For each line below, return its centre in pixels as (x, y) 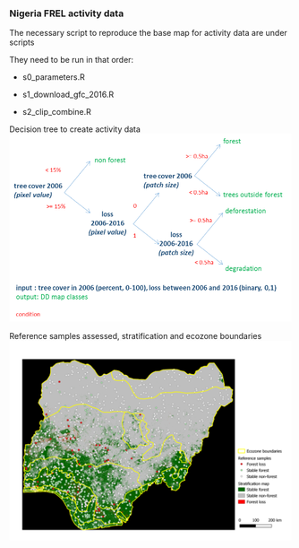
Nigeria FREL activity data (67, 13)
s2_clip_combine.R (56, 112)
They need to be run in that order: (72, 60)
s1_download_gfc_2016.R (68, 95)
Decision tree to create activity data (75, 129)
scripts (22, 42)
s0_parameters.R (53, 77)
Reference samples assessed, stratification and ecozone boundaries (136, 335)
